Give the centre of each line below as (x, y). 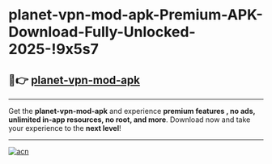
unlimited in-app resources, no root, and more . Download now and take (130, 120)
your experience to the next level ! (65, 128)
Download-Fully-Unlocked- (102, 32)
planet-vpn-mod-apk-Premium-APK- (136, 15)
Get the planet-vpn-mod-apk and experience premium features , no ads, (132, 111)
